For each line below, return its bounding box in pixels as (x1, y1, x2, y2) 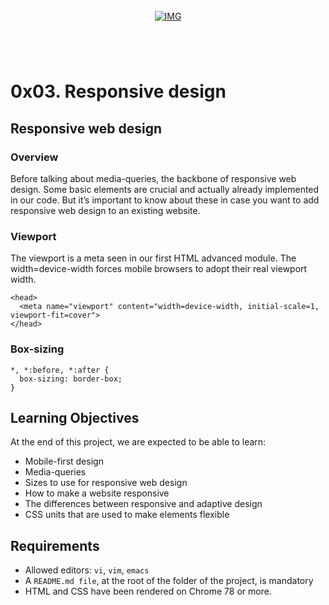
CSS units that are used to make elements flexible (24, 509, 230, 521)
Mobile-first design (24, 455, 104, 468)
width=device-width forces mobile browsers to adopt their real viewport (10, 263, 308, 275)
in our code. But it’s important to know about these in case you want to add (10, 194, 320, 206)
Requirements (10, 537, 100, 554)
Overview (10, 150, 59, 164)
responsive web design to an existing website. (10, 205, 201, 217)
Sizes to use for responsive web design (24, 477, 188, 489)
